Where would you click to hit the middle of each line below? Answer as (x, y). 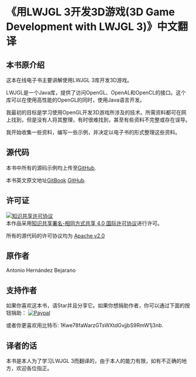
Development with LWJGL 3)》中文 (92, 27)
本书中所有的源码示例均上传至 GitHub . (51, 167)
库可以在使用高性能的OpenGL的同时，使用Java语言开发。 (75, 100)
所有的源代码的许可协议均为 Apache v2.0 (56, 235)
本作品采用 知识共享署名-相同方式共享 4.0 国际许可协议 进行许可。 (84, 223)
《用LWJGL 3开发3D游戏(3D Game (91, 12)
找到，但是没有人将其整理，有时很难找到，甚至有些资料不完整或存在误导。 (101, 120)
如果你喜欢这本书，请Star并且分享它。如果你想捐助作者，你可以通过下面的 (96, 305)
